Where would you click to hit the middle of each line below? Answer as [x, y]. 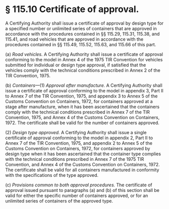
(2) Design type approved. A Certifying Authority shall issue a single [76, 132]
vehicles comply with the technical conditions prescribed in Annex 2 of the [83, 70]
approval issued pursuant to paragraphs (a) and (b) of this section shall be [82, 190]
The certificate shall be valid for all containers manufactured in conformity [82, 170]
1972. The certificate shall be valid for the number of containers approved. [82, 123]
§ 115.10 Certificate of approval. [72, 9]
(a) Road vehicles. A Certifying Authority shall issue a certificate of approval [84, 54]
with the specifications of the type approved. [52, 175]
